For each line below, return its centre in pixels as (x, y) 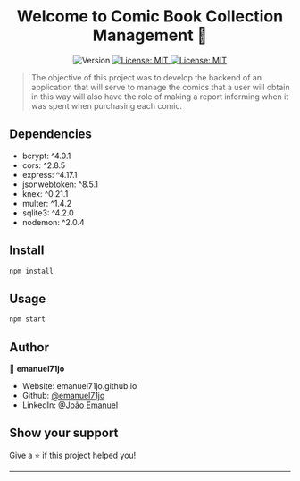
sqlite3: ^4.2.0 (48, 213)
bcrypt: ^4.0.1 (46, 156)
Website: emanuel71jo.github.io (79, 385)
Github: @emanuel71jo (63, 395)
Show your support (64, 433)
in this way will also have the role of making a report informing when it (160, 97)
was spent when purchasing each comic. (107, 105)
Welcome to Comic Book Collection (150, 17)
